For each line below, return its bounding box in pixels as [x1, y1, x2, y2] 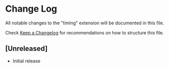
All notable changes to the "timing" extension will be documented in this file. [5, 20, 164, 26]
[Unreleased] [5, 44, 48, 53]
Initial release [12, 58, 40, 64]
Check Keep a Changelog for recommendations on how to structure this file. [5, 29, 164, 36]
